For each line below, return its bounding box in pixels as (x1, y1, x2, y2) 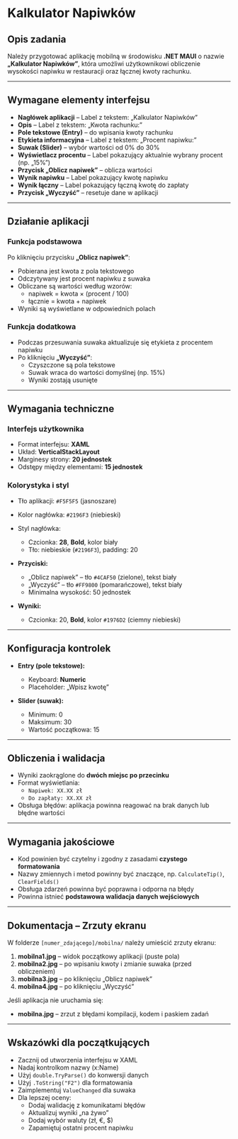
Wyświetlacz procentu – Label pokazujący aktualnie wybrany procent (17, 150, 223, 159)
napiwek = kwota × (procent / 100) (28, 289, 130, 298)
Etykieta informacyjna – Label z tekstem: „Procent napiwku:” (17, 135, 197, 144)
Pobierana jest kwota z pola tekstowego (17, 266, 135, 275)
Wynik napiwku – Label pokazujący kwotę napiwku (17, 173, 169, 181)
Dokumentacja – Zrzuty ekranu (7, 919, 147, 931)
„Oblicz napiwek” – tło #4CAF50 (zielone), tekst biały (28, 573, 177, 581)
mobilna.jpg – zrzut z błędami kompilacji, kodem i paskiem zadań (17, 1010, 209, 1019)
